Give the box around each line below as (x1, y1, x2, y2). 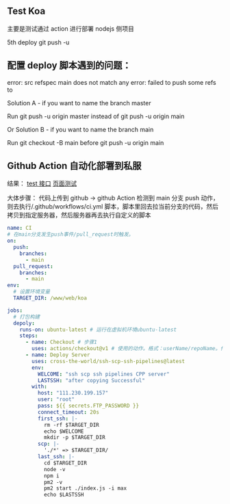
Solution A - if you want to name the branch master (7, 98, 152, 107)
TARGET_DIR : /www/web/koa (13, 295, 88, 302)
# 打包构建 (13, 313, 40, 320)
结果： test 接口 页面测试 (7, 179, 77, 187)
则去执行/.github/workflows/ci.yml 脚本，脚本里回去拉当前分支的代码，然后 (7, 202, 219, 211)
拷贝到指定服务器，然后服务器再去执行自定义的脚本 (7, 211, 151, 220)
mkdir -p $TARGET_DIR (43, 434, 106, 441)
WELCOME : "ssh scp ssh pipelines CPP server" (37, 371, 170, 377)
